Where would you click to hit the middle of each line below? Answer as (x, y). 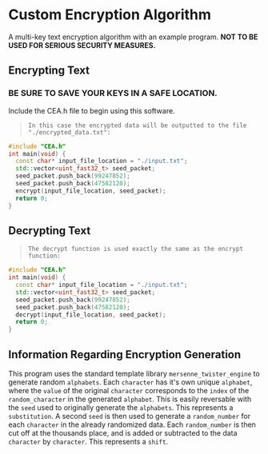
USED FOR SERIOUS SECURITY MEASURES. (82, 45)
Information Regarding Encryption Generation (125, 354)
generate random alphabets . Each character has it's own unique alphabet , (130, 382)
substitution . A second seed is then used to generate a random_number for (129, 416)
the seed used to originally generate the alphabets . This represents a (121, 408)
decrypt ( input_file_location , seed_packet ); (91, 315)
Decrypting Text (50, 231)
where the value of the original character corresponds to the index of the (129, 390)
